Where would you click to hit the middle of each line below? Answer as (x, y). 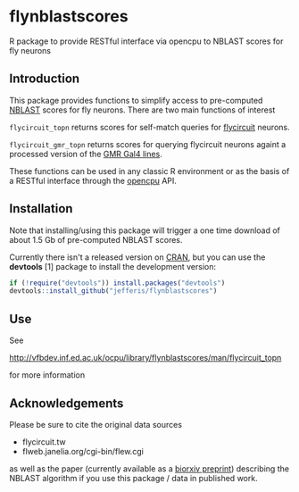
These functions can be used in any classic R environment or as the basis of (149, 171)
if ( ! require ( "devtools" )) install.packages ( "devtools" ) (117, 283)
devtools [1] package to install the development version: (113, 266)
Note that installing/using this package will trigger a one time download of (145, 230)
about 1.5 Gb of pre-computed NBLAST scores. (96, 239)
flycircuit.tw (44, 442)
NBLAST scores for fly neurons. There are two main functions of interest (142, 110)
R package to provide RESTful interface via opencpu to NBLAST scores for (146, 41)
